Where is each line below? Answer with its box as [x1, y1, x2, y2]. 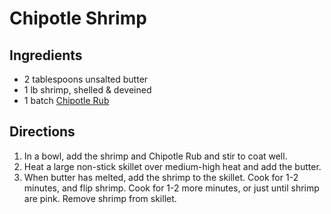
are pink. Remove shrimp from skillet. [23, 192, 177, 204]
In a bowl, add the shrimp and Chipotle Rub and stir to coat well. [23, 150, 288, 162]
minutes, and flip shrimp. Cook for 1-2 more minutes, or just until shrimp [23, 182, 320, 194]
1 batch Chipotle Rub [23, 95, 110, 106]
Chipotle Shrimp [9, 7, 147, 30]
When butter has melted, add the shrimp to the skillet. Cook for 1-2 [23, 171, 299, 183]
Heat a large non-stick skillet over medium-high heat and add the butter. [23, 160, 322, 172]
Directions [9, 123, 76, 141]
